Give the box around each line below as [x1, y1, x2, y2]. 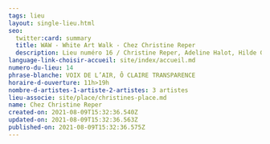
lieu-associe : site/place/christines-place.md [8, 94, 167, 102]
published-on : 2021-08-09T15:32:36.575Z [8, 123, 146, 131]
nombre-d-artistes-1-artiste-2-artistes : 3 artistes [8, 86, 189, 94]
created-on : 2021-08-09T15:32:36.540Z [8, 109, 138, 117]
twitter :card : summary [15, 34, 92, 42]
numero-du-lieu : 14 [8, 64, 74, 72]
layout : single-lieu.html [8, 19, 95, 27]
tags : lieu [8, 11, 45, 20]
